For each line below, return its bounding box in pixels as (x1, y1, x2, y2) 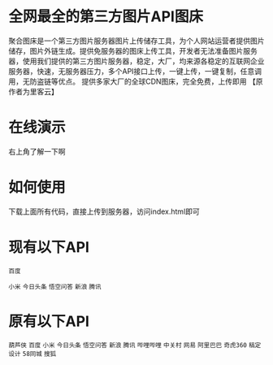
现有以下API (8, 238, 89, 256)
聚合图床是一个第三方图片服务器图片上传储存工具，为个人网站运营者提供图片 (8, 36, 265, 46)
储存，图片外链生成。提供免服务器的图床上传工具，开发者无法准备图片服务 (8, 46, 258, 55)
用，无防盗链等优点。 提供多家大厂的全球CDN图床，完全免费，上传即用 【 (8, 76, 256, 86)
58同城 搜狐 (22, 350, 57, 358)
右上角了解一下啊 (8, 146, 66, 156)
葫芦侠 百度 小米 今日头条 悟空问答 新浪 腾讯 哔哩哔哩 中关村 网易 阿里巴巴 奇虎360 (8, 341, 248, 350)
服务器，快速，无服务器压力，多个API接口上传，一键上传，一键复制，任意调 (8, 66, 262, 76)
